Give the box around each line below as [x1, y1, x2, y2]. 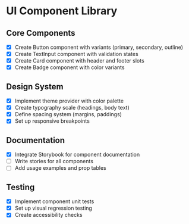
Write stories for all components [14, 158, 94, 165]
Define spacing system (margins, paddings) [14, 111, 122, 118]
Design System [6, 82, 64, 92]
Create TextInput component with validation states [14, 51, 138, 58]
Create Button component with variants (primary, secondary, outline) [14, 43, 183, 51]
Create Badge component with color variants [14, 64, 125, 71]
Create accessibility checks [14, 211, 83, 219]
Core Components [6, 28, 75, 38]
